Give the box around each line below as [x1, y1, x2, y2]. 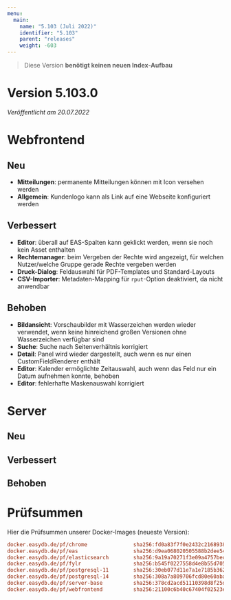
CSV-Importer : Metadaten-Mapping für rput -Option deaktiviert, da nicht [16, 274, 223, 283]
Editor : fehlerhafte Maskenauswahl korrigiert [16, 379, 144, 387]
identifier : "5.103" [19, 29, 78, 37]
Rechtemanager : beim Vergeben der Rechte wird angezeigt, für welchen [16, 252, 224, 261]
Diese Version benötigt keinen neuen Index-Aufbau [23, 61, 173, 69]
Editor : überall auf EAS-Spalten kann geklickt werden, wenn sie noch [16, 238, 213, 246]
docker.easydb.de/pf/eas [7, 548, 78, 554]
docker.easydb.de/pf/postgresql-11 [7, 567, 109, 574]
